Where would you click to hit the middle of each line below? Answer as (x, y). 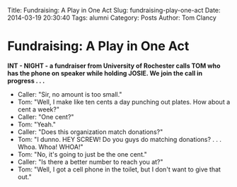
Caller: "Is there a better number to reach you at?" (91, 162)
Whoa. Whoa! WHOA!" (50, 147)
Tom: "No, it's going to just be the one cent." (82, 154)
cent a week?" (39, 109)
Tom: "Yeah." (37, 124)
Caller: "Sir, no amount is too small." (70, 94)
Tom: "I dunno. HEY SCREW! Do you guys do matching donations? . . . (119, 139)
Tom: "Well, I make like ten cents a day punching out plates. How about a (124, 102)
